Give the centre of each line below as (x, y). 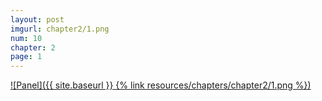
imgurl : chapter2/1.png (60, 29)
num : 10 (26, 38)
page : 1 (26, 57)
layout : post (37, 19)
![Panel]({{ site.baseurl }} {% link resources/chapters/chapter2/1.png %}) (161, 85)
